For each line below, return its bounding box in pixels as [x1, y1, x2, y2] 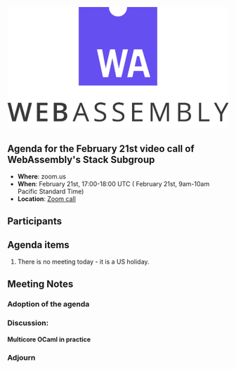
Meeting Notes [7, 278, 74, 290]
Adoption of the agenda [7, 299, 90, 309]
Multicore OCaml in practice [7, 335, 91, 344]
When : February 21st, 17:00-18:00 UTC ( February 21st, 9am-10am [17, 180, 210, 188]
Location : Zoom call [17, 195, 76, 203]
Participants [7, 215, 62, 227]
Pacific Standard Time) [17, 187, 84, 196]
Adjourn [7, 353, 36, 363]
